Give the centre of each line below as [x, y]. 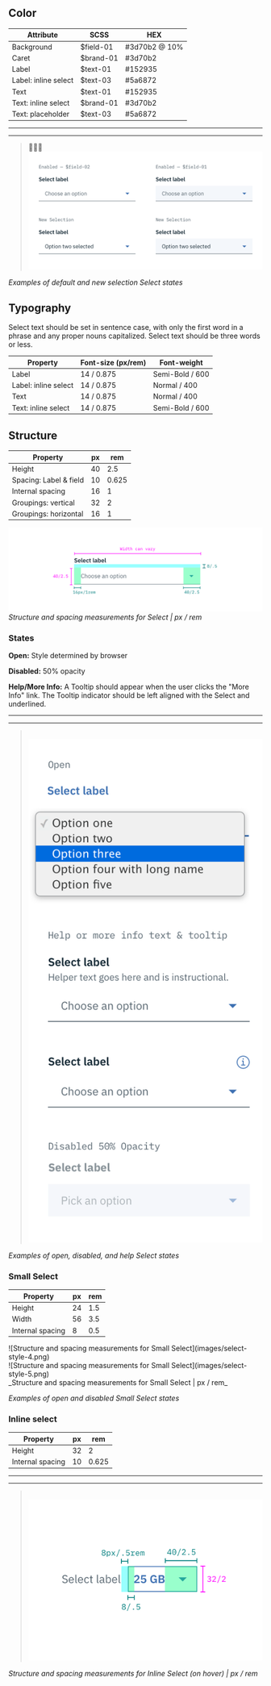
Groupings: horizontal [48, 513]
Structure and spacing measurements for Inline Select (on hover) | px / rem [133, 1673]
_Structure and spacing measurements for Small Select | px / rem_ [118, 1383]
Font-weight [181, 362]
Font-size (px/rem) [113, 362]
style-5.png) [29, 1374]
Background [32, 47]
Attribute [43, 35]
